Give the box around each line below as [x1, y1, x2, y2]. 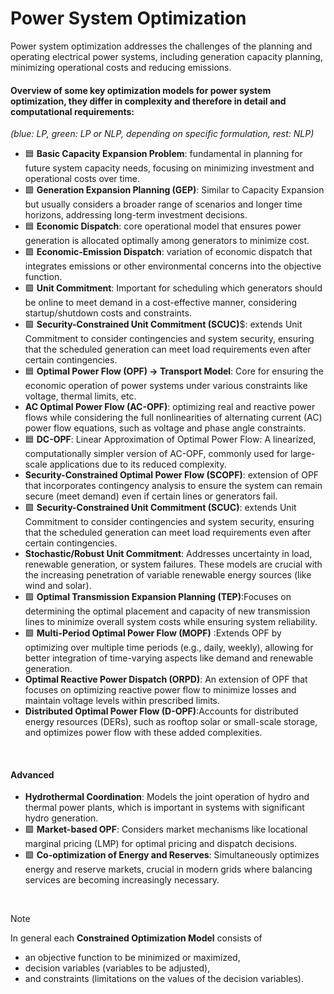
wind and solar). [24, 580, 92, 592]
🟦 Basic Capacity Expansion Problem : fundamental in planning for [24, 148, 303, 160]
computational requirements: [10, 105, 135, 117]
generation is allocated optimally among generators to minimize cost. [24, 235, 310, 247]
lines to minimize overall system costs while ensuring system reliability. [24, 616, 318, 628]
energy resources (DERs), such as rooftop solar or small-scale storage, [24, 716, 318, 728]
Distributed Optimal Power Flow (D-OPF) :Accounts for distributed [24, 705, 299, 717]
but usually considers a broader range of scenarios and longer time [24, 198, 303, 211]
